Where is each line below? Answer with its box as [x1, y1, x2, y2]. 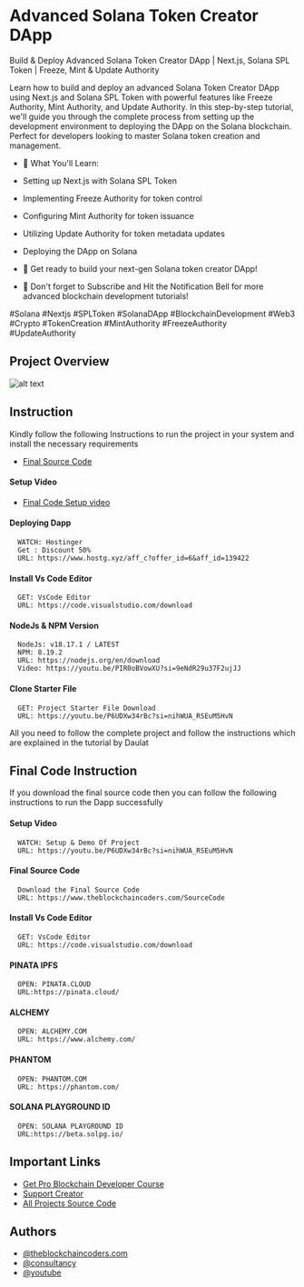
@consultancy [22, 1258, 77, 1269]
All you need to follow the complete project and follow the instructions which [9, 727, 296, 738]
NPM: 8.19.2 [17, 648, 64, 657]
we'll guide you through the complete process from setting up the [9, 111, 255, 122]
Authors [9, 1224, 57, 1240]
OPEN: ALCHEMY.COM [17, 1027, 88, 1036]
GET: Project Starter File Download [17, 703, 156, 713]
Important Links [9, 1154, 102, 1170]
